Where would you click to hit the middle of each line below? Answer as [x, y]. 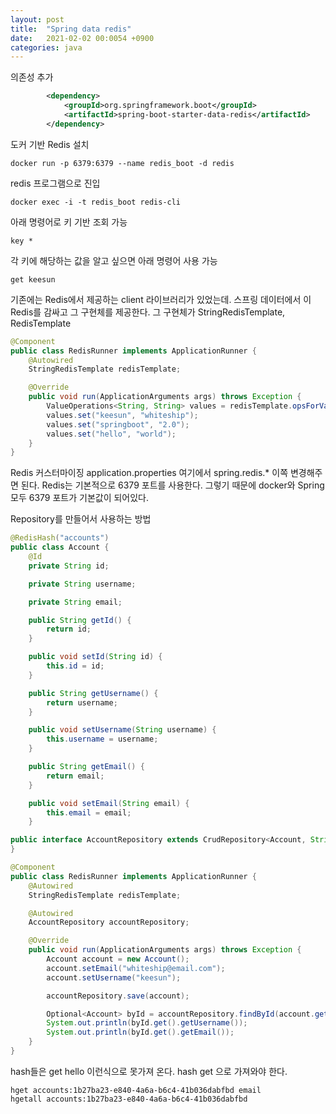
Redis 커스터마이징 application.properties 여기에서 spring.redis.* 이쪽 [149, 473]
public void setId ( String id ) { [95, 657]
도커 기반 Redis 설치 [50, 144]
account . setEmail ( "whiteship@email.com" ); [136, 968]
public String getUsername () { [93, 693]
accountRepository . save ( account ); [118, 996]
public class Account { [60, 547]
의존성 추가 [32, 77]
